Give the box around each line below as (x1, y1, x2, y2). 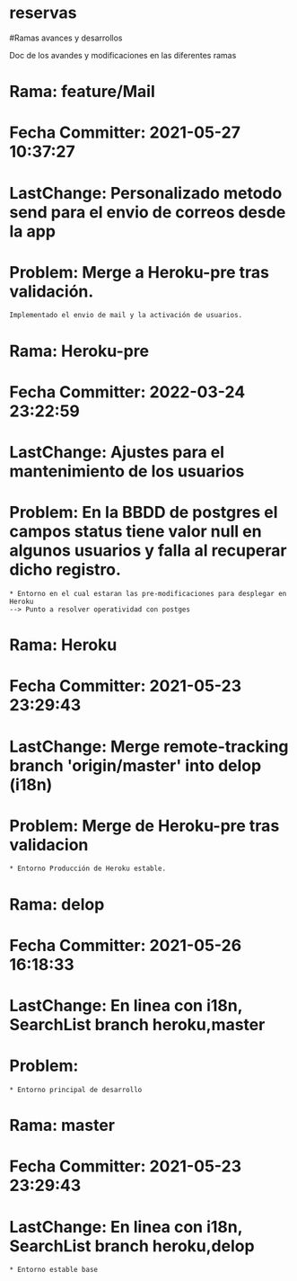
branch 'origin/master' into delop (9, 755, 262, 776)
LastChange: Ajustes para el (9, 442, 225, 462)
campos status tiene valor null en (9, 521, 262, 542)
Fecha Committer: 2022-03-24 (9, 381, 246, 402)
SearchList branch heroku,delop (9, 1235, 255, 1256)
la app (9, 221, 57, 241)
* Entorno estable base (9, 1266, 99, 1275)
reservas (9, 3, 78, 23)
